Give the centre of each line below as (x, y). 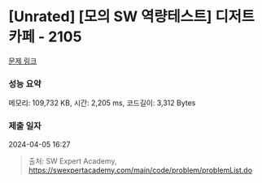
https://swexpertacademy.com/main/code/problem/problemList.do (140, 170)
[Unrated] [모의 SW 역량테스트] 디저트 (131, 17)
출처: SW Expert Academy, (72, 161)
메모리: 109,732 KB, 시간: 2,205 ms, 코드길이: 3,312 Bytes (102, 103)
